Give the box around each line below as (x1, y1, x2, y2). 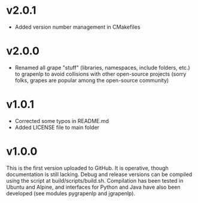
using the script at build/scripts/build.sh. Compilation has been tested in (6, 177, 184, 184)
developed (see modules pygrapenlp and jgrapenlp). (6, 189, 136, 197)
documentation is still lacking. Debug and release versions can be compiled (6, 171, 193, 178)
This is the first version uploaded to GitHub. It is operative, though (6, 164, 169, 171)
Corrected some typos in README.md (14, 117, 109, 124)
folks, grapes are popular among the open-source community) (14, 76, 169, 84)
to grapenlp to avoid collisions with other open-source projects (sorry (14, 70, 187, 78)
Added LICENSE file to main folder (14, 124, 100, 131)
